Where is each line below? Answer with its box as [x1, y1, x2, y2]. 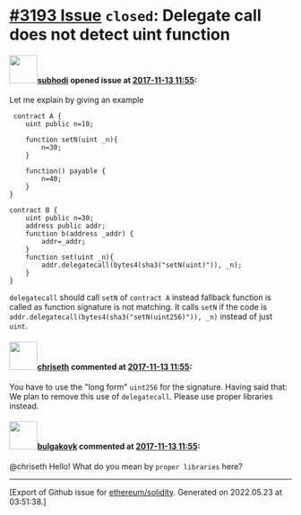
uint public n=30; [25, 214, 94, 223]
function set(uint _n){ [25, 253, 115, 262]
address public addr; [25, 221, 106, 231]
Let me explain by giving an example [9, 95, 144, 106]
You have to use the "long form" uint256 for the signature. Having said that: [9, 382, 288, 392]
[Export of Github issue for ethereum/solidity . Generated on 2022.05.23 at [9, 486, 283, 497]
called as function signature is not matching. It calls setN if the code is [9, 302, 267, 313]
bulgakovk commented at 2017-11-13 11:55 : [37, 441, 201, 452]
